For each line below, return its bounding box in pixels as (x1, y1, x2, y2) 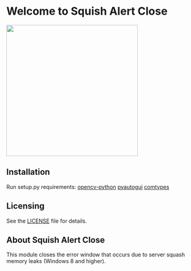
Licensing (6, 201, 45, 212)
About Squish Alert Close (6, 234, 105, 245)
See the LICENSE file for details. (6, 217, 88, 225)
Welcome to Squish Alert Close (6, 4, 168, 18)
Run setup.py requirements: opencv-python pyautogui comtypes (6, 183, 170, 190)
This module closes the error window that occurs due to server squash (6, 251, 185, 258)
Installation (6, 167, 50, 177)
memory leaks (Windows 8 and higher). (6, 258, 106, 265)
